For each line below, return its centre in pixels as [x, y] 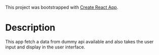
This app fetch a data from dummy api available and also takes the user [79, 41]
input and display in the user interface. [45, 47]
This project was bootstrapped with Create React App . [62, 7]
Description [30, 28]
